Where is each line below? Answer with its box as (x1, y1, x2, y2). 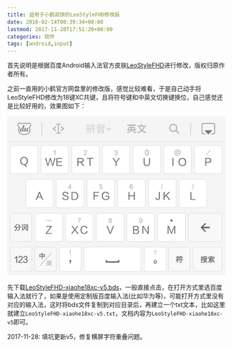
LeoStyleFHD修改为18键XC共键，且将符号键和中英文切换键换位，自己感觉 (7, 94, 217, 102)
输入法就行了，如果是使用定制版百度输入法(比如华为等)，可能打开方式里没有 (7, 292, 224, 301)
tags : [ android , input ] (7, 40, 73, 48)
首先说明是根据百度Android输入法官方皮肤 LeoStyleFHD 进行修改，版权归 (7, 61, 213, 69)
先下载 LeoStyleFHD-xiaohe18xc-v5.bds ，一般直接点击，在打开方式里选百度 (7, 283, 223, 292)
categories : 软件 (7, 33, 55, 40)
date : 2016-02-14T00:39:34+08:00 (7, 18, 104, 26)
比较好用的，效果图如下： (12, 102, 87, 110)
